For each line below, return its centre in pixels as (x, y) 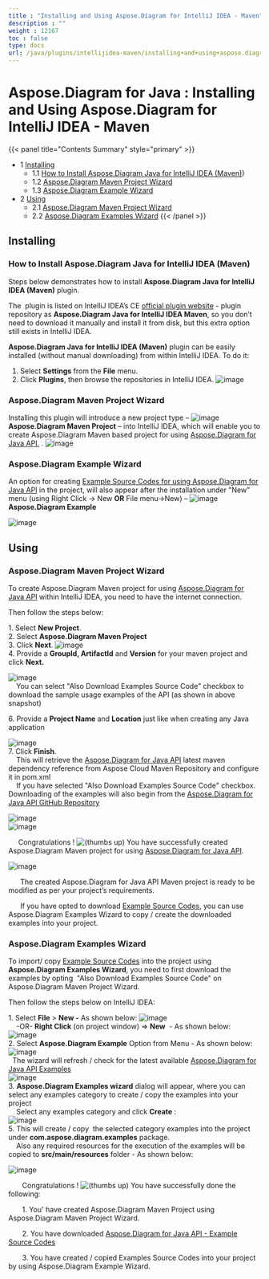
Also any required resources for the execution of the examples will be (130, 1146)
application (27, 727)
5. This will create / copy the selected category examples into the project (129, 1129)
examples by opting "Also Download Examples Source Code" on (115, 978)
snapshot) (25, 703)
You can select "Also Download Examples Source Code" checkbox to (130, 686)
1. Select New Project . (45, 628)
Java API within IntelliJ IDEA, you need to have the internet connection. (125, 597)
